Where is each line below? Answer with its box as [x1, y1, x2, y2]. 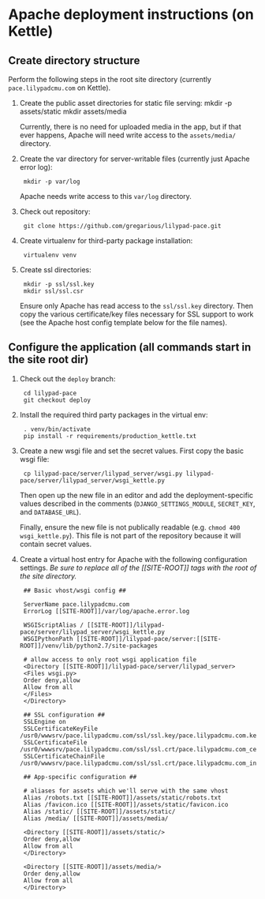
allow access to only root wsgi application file [30, 655, 197, 664]
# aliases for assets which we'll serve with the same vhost [23, 787, 229, 795]
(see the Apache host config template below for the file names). [19, 318, 227, 327]
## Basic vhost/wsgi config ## [23, 586, 126, 594]
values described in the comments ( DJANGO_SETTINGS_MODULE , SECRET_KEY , [19, 499, 256, 508]
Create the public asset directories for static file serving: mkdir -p [19, 99, 233, 107]
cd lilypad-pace [23, 389, 77, 397]
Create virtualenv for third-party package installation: [19, 236, 193, 245]
